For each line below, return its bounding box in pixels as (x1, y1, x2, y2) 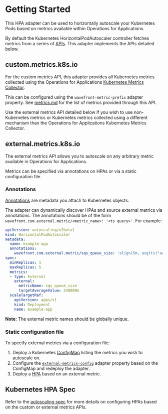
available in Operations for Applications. (5, 158, 87, 164)
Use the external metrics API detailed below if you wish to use (5, 109, 133, 115)
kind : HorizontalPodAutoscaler (5, 232, 70, 237)
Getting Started (5, 4, 71, 15)
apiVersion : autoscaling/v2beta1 (5, 227, 75, 232)
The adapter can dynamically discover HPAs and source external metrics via (5, 207, 162, 213)
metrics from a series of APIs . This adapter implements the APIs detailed (5, 40, 155, 46)
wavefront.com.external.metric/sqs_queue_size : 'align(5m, (14, 251, 140, 256)
